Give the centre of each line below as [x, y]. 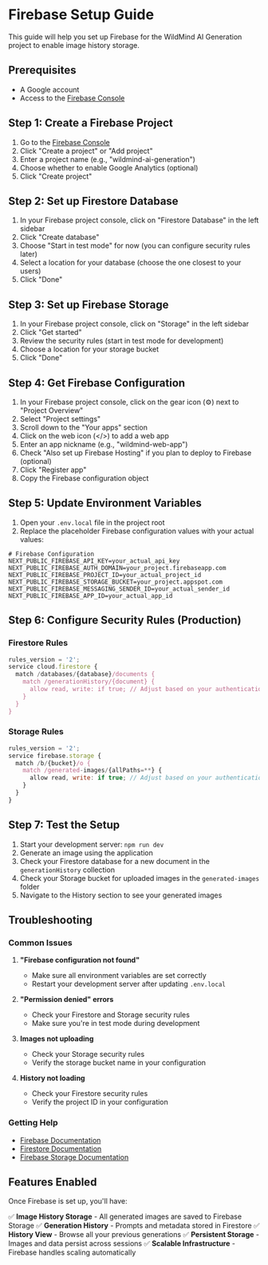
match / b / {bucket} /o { [53, 763]
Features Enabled [53, 1182]
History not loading [52, 1078]
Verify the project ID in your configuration [100, 1102]
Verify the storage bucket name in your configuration [118, 1063]
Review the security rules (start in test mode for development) [122, 341]
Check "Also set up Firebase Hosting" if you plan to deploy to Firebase [136, 453]
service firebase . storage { [55, 756]
